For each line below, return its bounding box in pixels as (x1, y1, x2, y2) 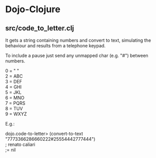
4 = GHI (5, 84, 22, 90)
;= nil (5, 147, 16, 153)
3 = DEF (5, 79, 22, 84)
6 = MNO (5, 95, 24, 101)
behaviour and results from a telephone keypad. (5, 43, 106, 49)
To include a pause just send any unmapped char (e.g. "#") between (5, 52, 148, 58)
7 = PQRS (5, 100, 25, 106)
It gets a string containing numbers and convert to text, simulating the (5, 37, 151, 43)
